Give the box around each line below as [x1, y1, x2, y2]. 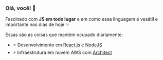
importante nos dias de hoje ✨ [5, 21, 69, 27]
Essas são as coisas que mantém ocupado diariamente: [5, 32, 123, 38]
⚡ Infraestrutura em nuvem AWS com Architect [12, 49, 112, 55]
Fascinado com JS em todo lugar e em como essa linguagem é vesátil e [5, 16, 158, 22]
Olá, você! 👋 [5, 5, 36, 12]
